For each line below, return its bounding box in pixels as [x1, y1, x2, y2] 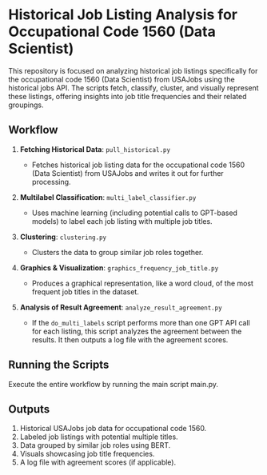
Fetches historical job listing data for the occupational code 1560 [31, 160, 245, 170]
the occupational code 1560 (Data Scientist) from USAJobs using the [8, 74, 235, 84]
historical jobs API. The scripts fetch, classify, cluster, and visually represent [8, 82, 259, 93]
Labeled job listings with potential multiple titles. [19, 432, 178, 441]
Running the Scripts [8, 358, 110, 372]
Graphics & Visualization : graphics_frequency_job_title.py [19, 262, 219, 273]
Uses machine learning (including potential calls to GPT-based [31, 208, 238, 218]
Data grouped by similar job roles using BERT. [19, 441, 171, 450]
